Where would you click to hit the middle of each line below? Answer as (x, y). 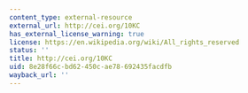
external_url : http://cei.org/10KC (75, 26)
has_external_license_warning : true (77, 34)
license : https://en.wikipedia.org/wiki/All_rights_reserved (124, 42)
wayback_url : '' (39, 75)
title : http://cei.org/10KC (61, 58)
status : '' (29, 50)
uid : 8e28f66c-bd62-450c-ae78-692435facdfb (91, 67)
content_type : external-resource (71, 17)
